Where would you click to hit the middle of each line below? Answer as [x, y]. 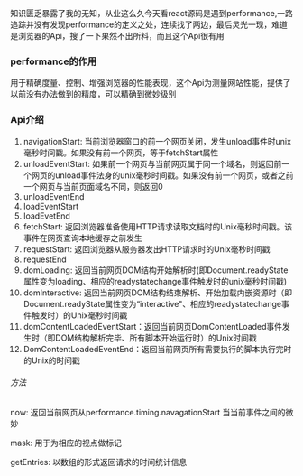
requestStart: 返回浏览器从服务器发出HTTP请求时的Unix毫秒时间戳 [147, 249]
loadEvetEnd [47, 216]
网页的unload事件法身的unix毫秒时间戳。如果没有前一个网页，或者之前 [162, 175]
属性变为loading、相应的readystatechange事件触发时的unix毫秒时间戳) [155, 281]
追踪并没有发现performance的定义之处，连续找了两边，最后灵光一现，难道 [149, 24]
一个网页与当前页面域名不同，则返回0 [93, 186]
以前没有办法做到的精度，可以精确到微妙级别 [93, 94]
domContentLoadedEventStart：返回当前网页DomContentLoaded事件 [153, 326]
